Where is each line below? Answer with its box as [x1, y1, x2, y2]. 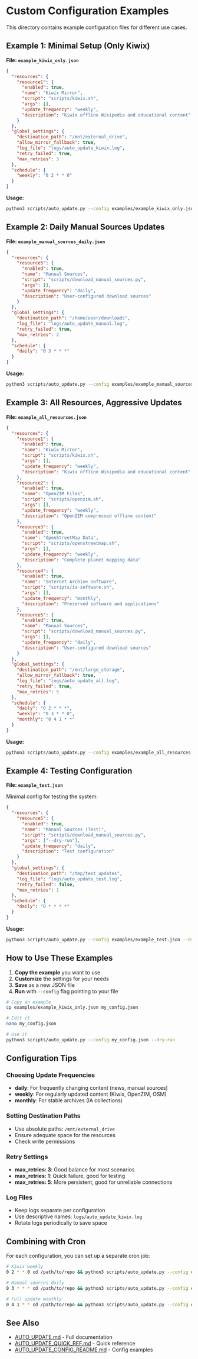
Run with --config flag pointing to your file [14, 987, 118, 995]
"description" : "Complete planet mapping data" [21, 557, 141, 563]
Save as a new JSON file [14, 981, 75, 989]
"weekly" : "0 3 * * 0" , [16, 711, 75, 717]
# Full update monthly [6, 1296, 62, 1302]
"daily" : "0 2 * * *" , [16, 705, 72, 711]
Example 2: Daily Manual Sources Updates [6, 222, 165, 232]
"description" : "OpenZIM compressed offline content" [21, 513, 157, 519]
